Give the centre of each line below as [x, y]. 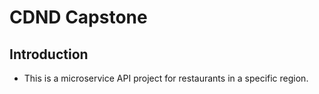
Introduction [49, 54]
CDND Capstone [78, 17]
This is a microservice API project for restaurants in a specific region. [166, 78]
